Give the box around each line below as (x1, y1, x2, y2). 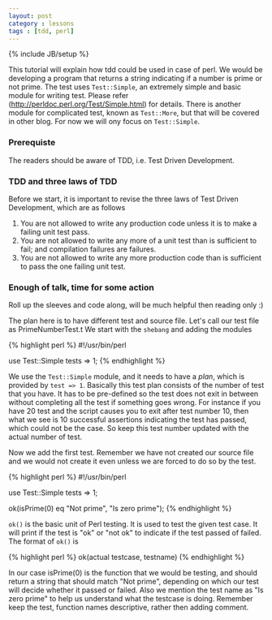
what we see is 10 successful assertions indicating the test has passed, (8, 415, 248, 424)
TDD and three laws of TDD (8, 175, 118, 187)
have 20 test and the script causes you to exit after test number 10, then (8, 407, 249, 416)
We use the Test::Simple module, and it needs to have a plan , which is (8, 372, 245, 381)
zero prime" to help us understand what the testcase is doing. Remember (8, 594, 253, 604)
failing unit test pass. (19, 226, 90, 236)
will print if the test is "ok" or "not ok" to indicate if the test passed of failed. (8, 528, 261, 538)
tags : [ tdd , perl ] (8, 27, 75, 35)
